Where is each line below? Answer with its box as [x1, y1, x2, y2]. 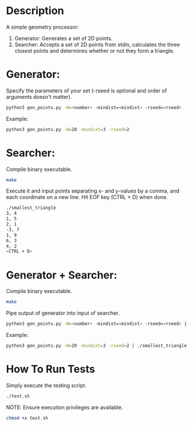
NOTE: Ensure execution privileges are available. [6, 404, 123, 411]
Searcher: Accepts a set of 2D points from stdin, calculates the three [14, 41, 180, 48]
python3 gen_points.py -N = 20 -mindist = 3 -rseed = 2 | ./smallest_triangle [6, 343, 187, 349]
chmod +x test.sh [6, 415, 49, 421]
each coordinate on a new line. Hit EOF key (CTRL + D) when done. [6, 194, 168, 201]
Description [6, 4, 64, 18]
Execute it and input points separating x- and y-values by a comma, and [6, 187, 180, 194]
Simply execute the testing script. [6, 382, 87, 389]
